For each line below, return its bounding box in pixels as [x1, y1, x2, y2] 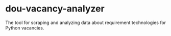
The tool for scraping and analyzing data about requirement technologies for [5, 19, 166, 25]
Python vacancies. [5, 24, 44, 30]
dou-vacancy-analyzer [5, 3, 105, 14]
